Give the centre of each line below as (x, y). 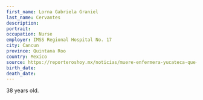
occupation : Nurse (29, 34)
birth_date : (21, 68)
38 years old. (23, 90)
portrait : (19, 29)
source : (16, 62)
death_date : (21, 73)
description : (23, 23)
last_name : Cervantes (34, 17)
